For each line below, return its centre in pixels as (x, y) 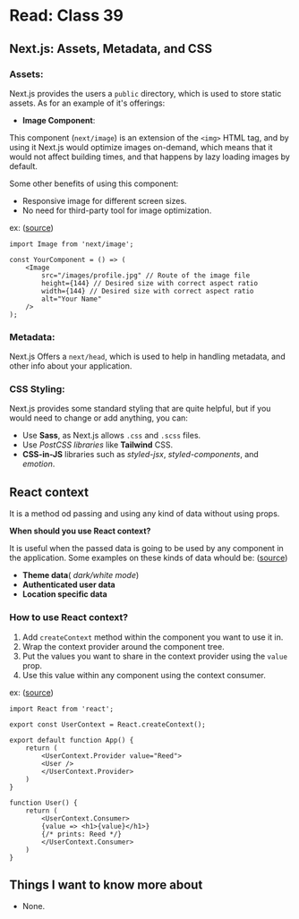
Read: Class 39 (66, 16)
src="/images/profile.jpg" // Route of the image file (146, 275)
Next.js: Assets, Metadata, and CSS (111, 49)
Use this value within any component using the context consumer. (144, 675)
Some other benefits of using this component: (94, 183)
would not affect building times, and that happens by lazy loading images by (150, 157)
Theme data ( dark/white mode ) (81, 575)
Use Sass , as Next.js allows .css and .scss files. (111, 436)
